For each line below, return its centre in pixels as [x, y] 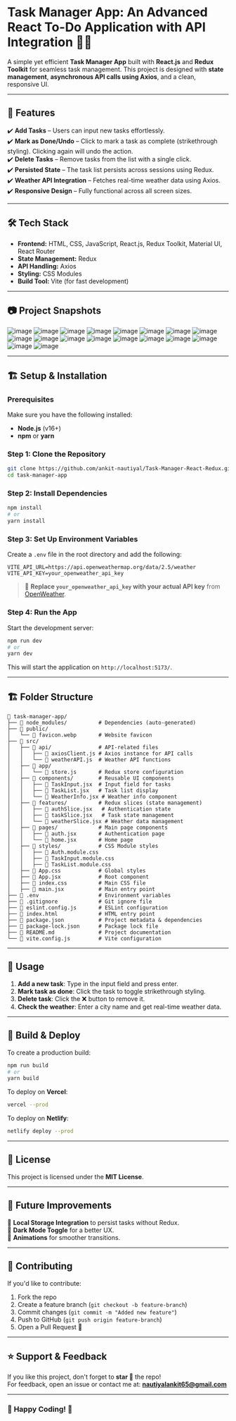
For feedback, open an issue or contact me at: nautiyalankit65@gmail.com [117, 1384]
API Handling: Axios [47, 266]
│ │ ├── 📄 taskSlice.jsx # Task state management [91, 816]
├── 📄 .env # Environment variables [89, 896]
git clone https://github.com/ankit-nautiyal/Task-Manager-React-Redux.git [120, 469]
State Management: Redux [57, 259]
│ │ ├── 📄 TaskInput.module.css [61, 859]
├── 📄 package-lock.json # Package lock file [83, 927]
